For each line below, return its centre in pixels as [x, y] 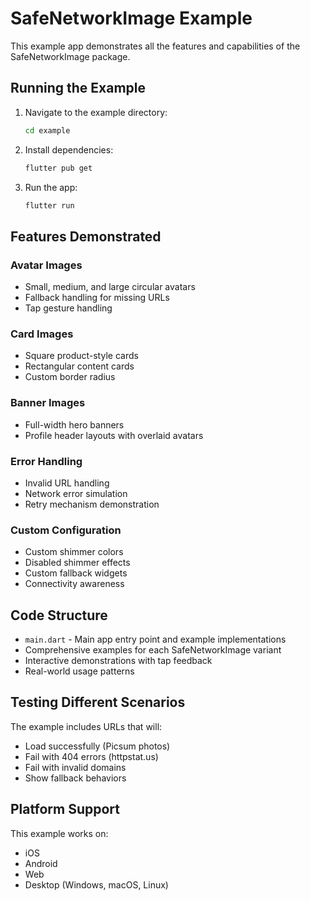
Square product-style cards [81, 356]
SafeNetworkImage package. [70, 56]
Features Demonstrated [86, 236]
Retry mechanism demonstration [92, 504]
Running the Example [78, 88]
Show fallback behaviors [75, 778]
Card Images [42, 334]
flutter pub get [58, 168]
